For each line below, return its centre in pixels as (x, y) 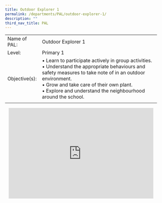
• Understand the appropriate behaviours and (94, 67)
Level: (14, 53)
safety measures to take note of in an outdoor (94, 73)
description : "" (21, 18)
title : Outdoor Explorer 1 (32, 9)
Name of (17, 39)
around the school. (63, 97)
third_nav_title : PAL (27, 23)
